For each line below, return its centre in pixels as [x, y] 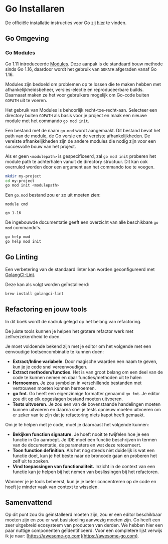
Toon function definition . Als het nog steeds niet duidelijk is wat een [83, 450]
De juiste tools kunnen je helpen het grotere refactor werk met [69, 331]
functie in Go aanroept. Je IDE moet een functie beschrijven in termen [85, 439]
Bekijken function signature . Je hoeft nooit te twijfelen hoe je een [81, 434]
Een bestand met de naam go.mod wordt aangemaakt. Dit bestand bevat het [83, 130]
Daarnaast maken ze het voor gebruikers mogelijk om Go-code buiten [77, 95]
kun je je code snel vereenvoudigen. [50, 367]
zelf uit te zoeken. [31, 461]
